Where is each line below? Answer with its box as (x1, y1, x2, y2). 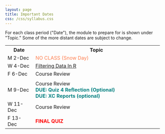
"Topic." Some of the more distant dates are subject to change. (5, 35, 133, 41)
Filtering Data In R (35, 62, 77, 69)
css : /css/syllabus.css (5, 16, 54, 21)
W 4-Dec (7, 62, 29, 69)
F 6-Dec (7, 71, 28, 78)
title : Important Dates (5, 12, 54, 17)
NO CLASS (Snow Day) (35, 54, 89, 61)
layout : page (5, 7, 32, 12)
